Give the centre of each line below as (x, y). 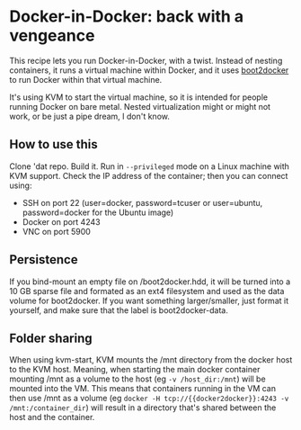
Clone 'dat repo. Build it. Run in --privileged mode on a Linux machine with (150, 166)
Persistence (44, 260)
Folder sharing (51, 338)
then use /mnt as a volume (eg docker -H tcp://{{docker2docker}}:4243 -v (149, 399)
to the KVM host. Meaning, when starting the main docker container (135, 370)
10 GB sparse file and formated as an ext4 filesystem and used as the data (147, 291)
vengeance (52, 36)
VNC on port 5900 (57, 231)
